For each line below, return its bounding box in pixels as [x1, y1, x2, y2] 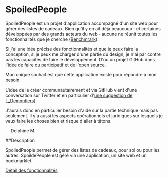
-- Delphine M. [5, 127, 36, 134]
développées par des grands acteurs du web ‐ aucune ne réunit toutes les [5, 31, 158, 37]
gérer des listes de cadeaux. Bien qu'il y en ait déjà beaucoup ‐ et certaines [5, 25, 161, 31]
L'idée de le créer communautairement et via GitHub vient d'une [5, 86, 137, 93]
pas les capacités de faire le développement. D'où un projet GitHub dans [5, 56, 155, 62]
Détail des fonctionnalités [5, 167, 58, 173]
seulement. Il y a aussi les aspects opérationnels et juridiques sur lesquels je [5, 112, 163, 119]
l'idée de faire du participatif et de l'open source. [5, 62, 106, 68]
